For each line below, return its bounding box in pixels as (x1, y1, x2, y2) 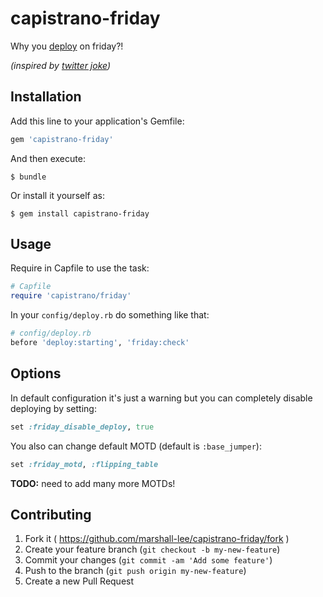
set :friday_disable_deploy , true (10, 422, 155, 432)
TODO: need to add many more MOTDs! (10, 477, 176, 489)
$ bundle (10, 172, 47, 182)
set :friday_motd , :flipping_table (10, 459, 159, 469)
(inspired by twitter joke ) (10, 59, 112, 71)
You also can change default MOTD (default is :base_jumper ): (10, 440, 262, 452)
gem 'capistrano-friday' (10, 134, 114, 144)
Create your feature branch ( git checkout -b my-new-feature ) (24, 543, 281, 556)
